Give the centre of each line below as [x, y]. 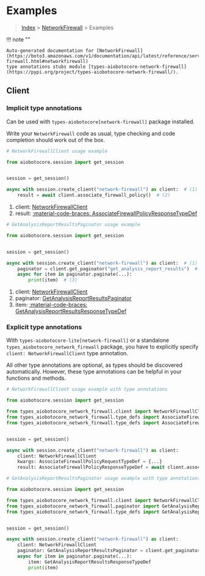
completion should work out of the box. [56, 140]
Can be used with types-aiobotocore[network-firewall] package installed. [101, 121]
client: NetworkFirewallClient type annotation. [67, 353]
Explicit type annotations [44, 327]
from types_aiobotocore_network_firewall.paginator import [83, 506]
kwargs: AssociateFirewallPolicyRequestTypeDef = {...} [90, 462]
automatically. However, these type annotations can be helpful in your [94, 372]
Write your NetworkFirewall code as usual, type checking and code [91, 133]
